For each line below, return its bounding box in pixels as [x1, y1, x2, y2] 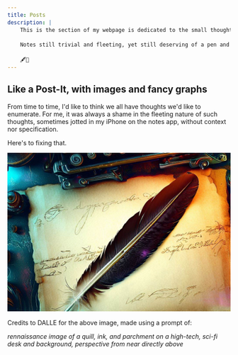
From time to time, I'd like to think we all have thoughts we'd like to [7, 102, 201, 111]
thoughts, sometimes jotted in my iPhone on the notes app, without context [7, 117, 227, 125]
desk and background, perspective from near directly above [7, 340, 184, 349]
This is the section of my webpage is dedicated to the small [20, 26, 208, 33]
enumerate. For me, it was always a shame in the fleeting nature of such [7, 110, 218, 118]
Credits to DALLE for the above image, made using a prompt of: [7, 319, 193, 327]
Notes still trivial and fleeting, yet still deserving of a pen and [20, 41, 230, 49]
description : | [7, 18, 52, 26]
